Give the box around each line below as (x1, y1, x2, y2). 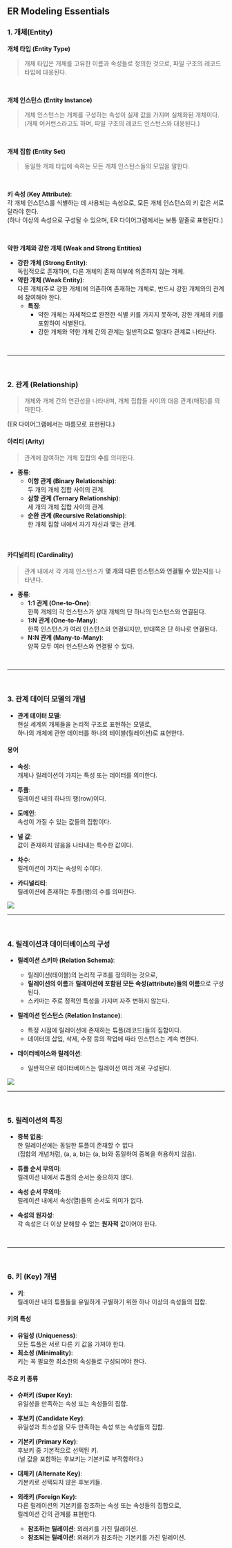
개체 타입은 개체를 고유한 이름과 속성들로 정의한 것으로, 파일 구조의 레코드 (23, 59, 222, 68)
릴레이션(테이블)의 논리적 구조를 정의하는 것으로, (27, 971, 158, 979)
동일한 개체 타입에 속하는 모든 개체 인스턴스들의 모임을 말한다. (23, 161, 191, 170)
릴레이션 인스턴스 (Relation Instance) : (17, 1011, 122, 1020)
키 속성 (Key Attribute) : (7, 190, 72, 198)
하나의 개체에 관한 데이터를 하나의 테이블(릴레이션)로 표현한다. (17, 728, 184, 737)
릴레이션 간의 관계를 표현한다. (17, 1510, 97, 1518)
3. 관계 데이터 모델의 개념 (7, 694, 86, 704)
